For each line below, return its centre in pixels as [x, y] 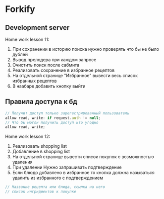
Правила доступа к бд [41, 102]
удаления [22, 162]
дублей [20, 54]
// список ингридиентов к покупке [41, 192]
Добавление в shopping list [41, 151]
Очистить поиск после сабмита [46, 65]
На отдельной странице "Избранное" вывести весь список [75, 75]
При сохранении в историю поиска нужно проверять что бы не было [86, 49]
